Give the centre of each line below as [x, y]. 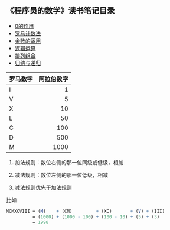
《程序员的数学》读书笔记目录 [61, 11]
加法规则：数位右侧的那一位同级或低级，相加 [69, 162]
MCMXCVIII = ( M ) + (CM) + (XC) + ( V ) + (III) [86, 211]
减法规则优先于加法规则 [43, 187]
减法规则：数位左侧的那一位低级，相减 [61, 175]
